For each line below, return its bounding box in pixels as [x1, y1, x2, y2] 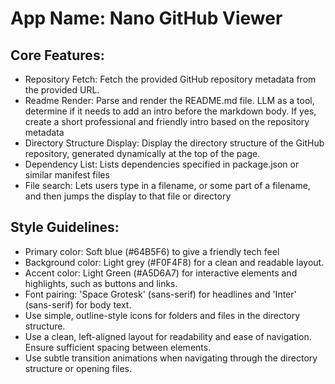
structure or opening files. [24, 362, 133, 374]
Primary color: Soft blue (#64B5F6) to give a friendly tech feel [24, 245, 280, 257]
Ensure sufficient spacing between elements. [24, 341, 212, 353]
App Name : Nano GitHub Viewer [10, 7, 283, 30]
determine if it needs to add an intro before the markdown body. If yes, [24, 105, 317, 117]
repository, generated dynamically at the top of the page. [24, 148, 261, 159]
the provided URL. [24, 84, 100, 96]
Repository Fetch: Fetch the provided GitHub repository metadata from [24, 73, 317, 85]
